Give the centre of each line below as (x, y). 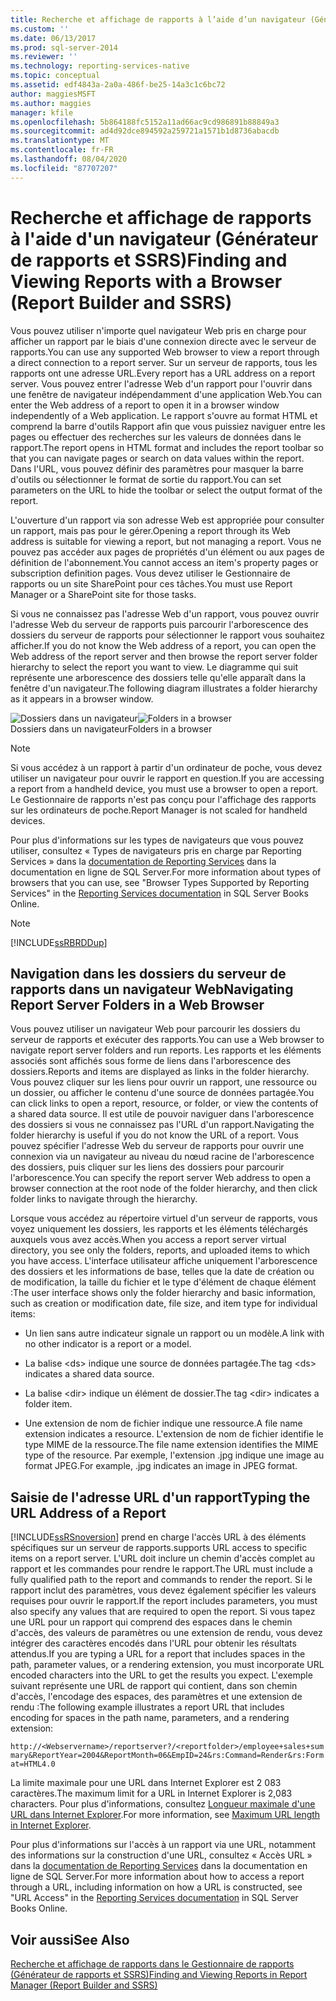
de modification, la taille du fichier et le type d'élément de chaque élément (163, 1282)
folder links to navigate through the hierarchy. (104, 1199)
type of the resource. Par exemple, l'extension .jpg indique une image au (174, 1455)
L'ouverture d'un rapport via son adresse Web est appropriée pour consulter (167, 520)
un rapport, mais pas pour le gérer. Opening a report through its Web (150, 530)
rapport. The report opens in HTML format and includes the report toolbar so (167, 447)
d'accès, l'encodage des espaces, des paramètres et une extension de (156, 1697)
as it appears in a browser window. (82, 698)
